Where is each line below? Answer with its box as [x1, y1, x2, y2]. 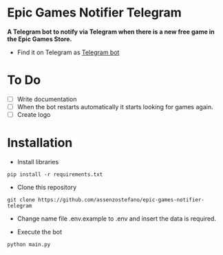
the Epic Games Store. [7, 34, 72, 43]
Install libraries [17, 158, 59, 166]
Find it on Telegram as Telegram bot [17, 48, 120, 56]
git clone [7, 197, 36, 203]
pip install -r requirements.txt [7, 171, 103, 178]
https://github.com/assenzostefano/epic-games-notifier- [37, 197, 205, 203]
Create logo [17, 111, 51, 118]
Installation [7, 135, 73, 151]
